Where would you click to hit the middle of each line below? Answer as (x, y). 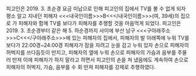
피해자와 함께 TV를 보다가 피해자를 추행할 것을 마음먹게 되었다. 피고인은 (100, 23)
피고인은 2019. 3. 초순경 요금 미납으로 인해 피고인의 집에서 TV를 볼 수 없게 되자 (96, 8)
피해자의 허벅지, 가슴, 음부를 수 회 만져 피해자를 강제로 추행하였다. (81, 67)
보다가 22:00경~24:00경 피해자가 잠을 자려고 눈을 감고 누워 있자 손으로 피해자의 (97, 45)
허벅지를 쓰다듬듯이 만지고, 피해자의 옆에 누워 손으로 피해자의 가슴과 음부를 (91, 52)
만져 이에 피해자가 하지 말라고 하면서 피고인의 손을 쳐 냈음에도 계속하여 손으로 (100, 60)
